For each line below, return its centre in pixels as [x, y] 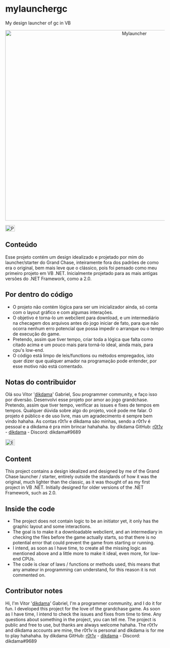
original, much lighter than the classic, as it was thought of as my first [78, 482]
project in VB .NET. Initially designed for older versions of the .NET [75, 487]
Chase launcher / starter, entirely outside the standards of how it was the [81, 477]
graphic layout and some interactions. [52, 526]
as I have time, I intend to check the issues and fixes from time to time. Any [83, 614]
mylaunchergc [36, 9]
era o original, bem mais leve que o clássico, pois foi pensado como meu [81, 268]
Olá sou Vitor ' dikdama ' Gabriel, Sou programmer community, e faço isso [81, 394]
